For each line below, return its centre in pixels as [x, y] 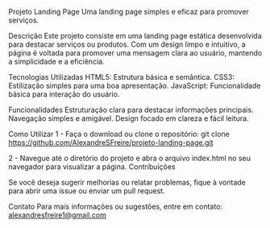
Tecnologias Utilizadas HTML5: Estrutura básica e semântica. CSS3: [122, 77]
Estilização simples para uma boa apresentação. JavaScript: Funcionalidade [135, 85]
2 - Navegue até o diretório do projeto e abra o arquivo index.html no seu [130, 158]
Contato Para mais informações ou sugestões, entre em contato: [116, 206]
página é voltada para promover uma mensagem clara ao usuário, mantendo [135, 53]
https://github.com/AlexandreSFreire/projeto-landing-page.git [111, 143]
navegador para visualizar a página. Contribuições [92, 167]
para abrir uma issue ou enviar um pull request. [87, 191]
